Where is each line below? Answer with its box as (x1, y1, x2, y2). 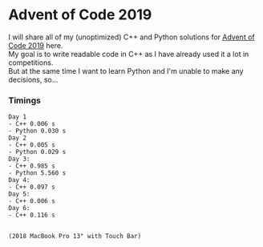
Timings (8, 95, 42, 106)
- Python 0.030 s (8, 127, 67, 136)
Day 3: (8, 155, 30, 164)
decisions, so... (8, 75, 59, 84)
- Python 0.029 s (8, 148, 67, 156)
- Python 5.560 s (8, 169, 67, 177)
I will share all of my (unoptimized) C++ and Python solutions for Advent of (8, 32, 255, 42)
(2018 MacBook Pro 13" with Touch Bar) (8, 233, 142, 241)
